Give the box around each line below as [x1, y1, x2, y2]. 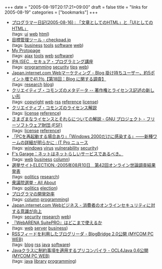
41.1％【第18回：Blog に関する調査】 [33, 76, 106, 82]
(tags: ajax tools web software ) [11, 53, 74, 58]
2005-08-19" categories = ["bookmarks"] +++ [4, 9, 98, 15]
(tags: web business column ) [11, 157, 70, 162]
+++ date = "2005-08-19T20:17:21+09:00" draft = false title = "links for [4, 4, 148, 10]
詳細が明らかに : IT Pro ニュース [24, 139, 88, 145]
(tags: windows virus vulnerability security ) [11, 145, 99, 151]
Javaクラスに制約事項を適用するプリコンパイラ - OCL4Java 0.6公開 [11, 247, 149, 253]
